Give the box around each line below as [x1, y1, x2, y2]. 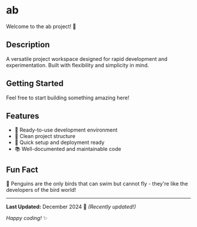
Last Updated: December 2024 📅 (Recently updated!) [6, 203, 136, 211]
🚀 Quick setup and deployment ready [14, 139, 105, 146]
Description [6, 40, 50, 50]
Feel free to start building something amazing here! [6, 94, 130, 101]
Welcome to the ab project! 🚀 [6, 23, 76, 30]
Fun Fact [6, 164, 38, 174]
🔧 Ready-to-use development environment [14, 126, 118, 133]
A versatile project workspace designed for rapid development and [6, 55, 168, 62]
